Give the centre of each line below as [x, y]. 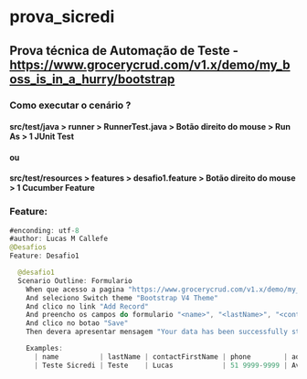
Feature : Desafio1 [44, 256]
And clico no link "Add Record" [87, 306]
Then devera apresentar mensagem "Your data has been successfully [157, 332]
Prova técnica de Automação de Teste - [124, 51]
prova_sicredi [62, 17]
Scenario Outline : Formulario [75, 280]
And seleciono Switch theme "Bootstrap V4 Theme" [122, 298]
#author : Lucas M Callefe [58, 239]
